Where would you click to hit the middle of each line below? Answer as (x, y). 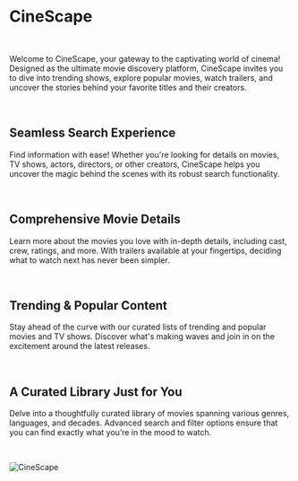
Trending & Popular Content (89, 306)
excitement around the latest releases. (80, 346)
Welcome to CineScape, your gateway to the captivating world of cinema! (145, 58)
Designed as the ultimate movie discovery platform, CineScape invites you (146, 68)
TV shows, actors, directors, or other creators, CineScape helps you (135, 164)
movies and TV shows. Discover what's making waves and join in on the (142, 337)
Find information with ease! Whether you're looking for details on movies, (145, 154)
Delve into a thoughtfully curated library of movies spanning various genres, (149, 414)
